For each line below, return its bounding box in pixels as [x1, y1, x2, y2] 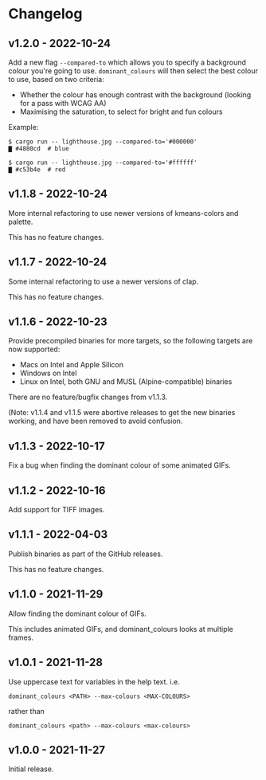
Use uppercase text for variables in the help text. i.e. [8, 676, 181, 686]
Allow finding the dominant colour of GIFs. [8, 609, 147, 618]
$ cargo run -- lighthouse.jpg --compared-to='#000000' [8, 138, 198, 146]
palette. [8, 217, 33, 226]
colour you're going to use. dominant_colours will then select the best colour [8, 66, 259, 76]
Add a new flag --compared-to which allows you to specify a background [8, 57, 247, 67]
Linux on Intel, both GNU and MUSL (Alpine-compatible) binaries [19, 377, 233, 386]
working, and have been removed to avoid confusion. [8, 416, 183, 426]
